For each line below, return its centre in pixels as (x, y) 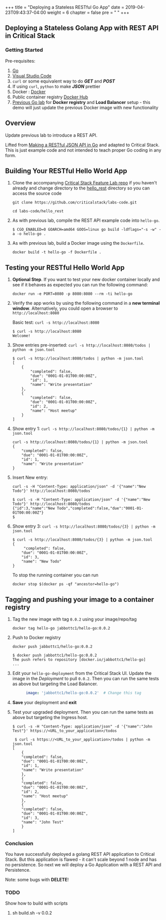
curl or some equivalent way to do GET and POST (64, 81)
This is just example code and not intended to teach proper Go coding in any (83, 150)
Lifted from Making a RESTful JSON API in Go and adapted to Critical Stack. (83, 145)
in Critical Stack (30, 36)
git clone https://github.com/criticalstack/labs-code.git (75, 203)
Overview (21, 123)
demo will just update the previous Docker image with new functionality (85, 107)
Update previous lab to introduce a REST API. (51, 135)
